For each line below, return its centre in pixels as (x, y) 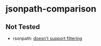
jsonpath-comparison (51, 9)
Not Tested (23, 27)
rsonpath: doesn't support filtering (47, 38)
